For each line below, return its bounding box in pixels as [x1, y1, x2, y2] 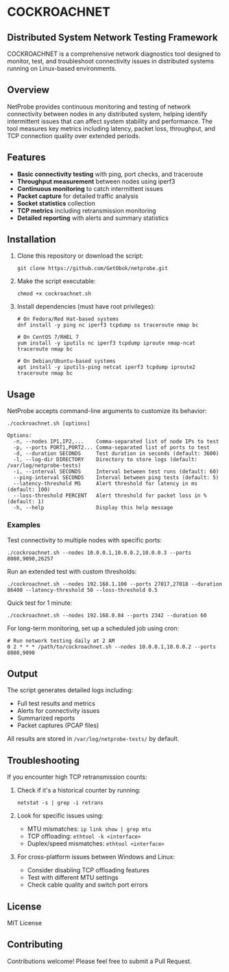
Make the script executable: [16, 277, 96, 285]
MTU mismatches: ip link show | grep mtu [27, 825, 152, 833]
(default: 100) [7, 486, 51, 494]
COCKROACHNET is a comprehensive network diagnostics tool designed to [7, 49, 221, 58]
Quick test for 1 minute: [7, 599, 73, 607]
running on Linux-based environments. [7, 65, 117, 72]
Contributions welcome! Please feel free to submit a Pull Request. [7, 957, 192, 965]
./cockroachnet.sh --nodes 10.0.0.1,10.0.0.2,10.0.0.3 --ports [7, 549, 192, 556]
